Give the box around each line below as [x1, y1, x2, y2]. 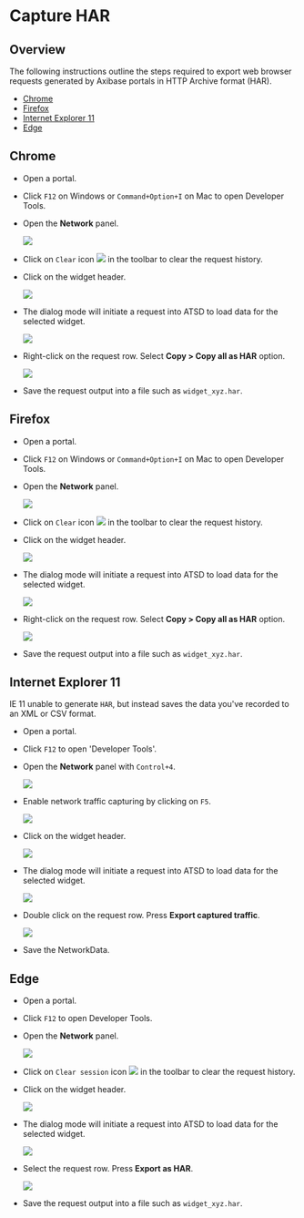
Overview [9, 42, 66, 57]
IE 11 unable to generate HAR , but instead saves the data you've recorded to [9, 699, 289, 710]
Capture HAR [9, 5, 111, 26]
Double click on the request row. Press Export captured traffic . [22, 910, 261, 921]
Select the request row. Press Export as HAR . [22, 1163, 194, 1174]
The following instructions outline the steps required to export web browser [9, 66, 292, 77]
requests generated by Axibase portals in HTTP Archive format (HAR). [9, 76, 272, 87]
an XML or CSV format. [9, 708, 96, 720]
